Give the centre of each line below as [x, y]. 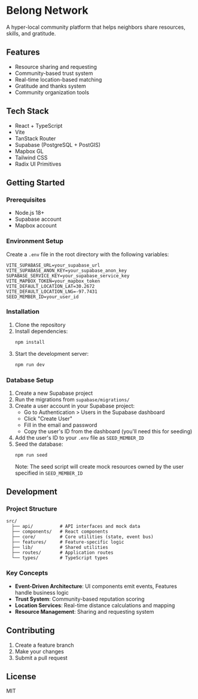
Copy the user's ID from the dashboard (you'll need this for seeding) [108, 431]
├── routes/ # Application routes [63, 553]
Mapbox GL [29, 151]
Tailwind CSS [31, 157]
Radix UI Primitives [38, 164]
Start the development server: [52, 353]
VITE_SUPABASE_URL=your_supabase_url [53, 265]
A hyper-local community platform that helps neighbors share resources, [96, 27]
